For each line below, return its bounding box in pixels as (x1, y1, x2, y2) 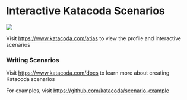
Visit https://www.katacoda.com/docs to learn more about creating (6, 69, 170, 76)
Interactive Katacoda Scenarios (6, 4, 165, 18)
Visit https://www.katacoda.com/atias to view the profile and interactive (6, 34, 182, 42)
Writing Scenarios (6, 56, 59, 64)
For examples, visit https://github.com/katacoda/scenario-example (6, 87, 169, 94)
